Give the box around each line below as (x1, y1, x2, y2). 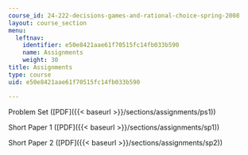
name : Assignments (22, 48, 83, 56)
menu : (8, 26, 26, 34)
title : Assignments (8, 64, 73, 72)
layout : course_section (8, 19, 87, 27)
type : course (8, 71, 52, 79)
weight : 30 (22, 56, 59, 64)
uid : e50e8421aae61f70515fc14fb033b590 (8, 78, 141, 86)
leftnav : (15, 33, 45, 42)
